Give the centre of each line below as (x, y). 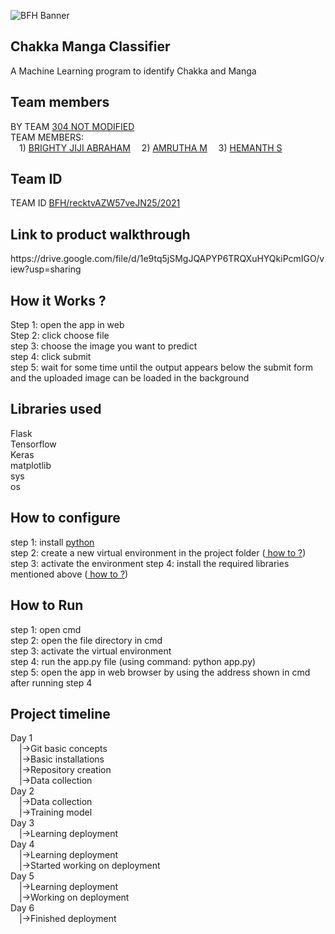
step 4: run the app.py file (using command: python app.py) (133, 661)
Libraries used (56, 409)
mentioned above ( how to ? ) (69, 574)
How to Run (47, 605)
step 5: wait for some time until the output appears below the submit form (162, 367)
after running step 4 (51, 682)
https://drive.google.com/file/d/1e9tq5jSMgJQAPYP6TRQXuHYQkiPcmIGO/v (167, 259)
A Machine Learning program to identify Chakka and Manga (133, 71)
